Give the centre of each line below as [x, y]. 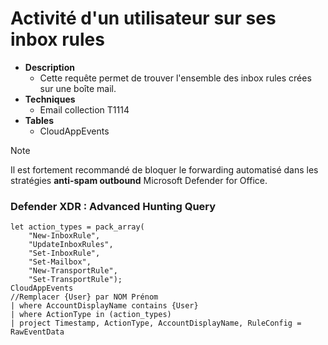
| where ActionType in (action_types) [91, 315]
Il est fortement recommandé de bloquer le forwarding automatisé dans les [164, 169]
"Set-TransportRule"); [75, 280]
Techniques [50, 99]
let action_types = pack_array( [77, 227]
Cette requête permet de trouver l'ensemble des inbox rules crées [175, 78]
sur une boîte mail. [78, 88]
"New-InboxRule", [64, 236]
